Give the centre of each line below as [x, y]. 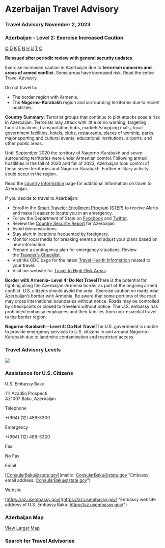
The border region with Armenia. [45, 97]
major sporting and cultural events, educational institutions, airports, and [79, 138]
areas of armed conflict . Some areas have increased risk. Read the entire [80, 73]
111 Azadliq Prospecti [26, 393]
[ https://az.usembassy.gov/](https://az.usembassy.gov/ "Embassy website [81, 499]
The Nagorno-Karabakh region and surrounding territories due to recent [86, 103]
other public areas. [24, 144]
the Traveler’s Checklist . [37, 255]
